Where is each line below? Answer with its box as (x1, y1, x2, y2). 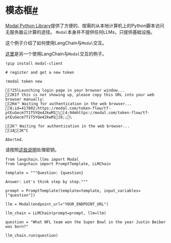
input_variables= (103, 188, 141, 193)
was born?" (5, 224, 29, 229)
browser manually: (5, 97, 45, 102)
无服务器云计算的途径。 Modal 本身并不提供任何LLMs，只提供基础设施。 (5, 29, 155, 35)
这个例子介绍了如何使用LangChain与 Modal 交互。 (5, 39, 107, 46)
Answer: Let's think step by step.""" (5, 179, 88, 184)
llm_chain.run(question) (5, 233, 58, 238)
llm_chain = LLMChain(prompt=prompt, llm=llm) (5, 210, 106, 215)
